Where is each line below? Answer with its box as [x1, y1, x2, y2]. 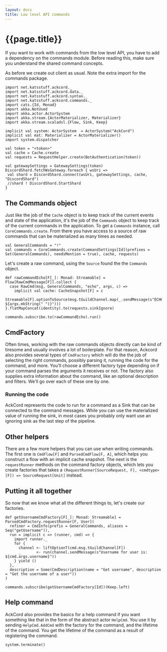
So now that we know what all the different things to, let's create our [5, 499, 145, 506]
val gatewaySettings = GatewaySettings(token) [5, 163, 103, 168]
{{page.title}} [5, 33, 62, 45]
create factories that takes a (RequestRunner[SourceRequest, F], [5, 467, 138, 473]
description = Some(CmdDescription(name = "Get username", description [9, 567, 162, 572]
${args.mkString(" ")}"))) [5, 302, 61, 307]
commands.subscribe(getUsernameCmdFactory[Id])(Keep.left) [5, 584, 130, 590]
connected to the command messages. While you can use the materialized [5, 407, 158, 414]
